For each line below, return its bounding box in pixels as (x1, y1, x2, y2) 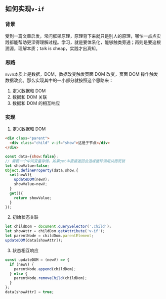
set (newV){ (9, 172, 32, 177)
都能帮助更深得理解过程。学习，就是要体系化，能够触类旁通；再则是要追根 (9, 39, 161, 45)
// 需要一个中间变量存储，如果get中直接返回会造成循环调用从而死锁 (5, 158, 125, 163)
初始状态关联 (12, 214, 39, 220)
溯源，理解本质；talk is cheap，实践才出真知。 (5, 45, 100, 51)
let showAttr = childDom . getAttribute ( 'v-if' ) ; (5, 229, 105, 234)
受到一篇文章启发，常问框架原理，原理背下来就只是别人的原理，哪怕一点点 (5, 33, 157, 39)
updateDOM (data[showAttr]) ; (5, 238, 63, 243)
